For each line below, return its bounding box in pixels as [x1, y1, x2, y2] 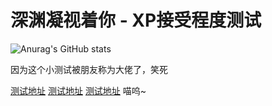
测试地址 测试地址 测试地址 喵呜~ [10, 84, 147, 96]
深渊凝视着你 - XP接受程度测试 [10, 9, 262, 32]
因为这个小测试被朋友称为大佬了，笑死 [10, 63, 168, 75]
